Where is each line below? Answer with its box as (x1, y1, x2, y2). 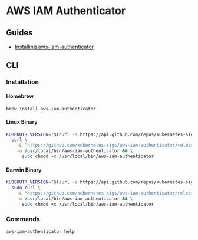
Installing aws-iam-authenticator (14, 43, 94, 50)
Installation (6, 78, 39, 86)
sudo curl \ (11, 185, 41, 191)
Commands (6, 215, 40, 223)
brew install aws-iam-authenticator (6, 106, 96, 111)
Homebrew (6, 93, 34, 100)
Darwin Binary (6, 166, 42, 173)
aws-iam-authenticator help (6, 228, 75, 234)
